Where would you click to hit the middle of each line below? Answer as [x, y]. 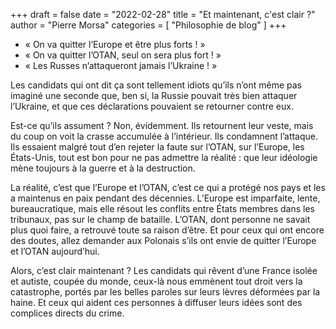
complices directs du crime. [67, 313]
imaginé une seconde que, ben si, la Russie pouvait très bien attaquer [154, 95]
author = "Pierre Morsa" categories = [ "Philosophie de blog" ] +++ [148, 25]
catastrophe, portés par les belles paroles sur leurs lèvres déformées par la [165, 292]
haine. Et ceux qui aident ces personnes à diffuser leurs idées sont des [156, 302]
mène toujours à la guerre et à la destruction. [103, 168]
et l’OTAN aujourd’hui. [55, 251]
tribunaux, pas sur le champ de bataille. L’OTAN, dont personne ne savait [160, 219]
